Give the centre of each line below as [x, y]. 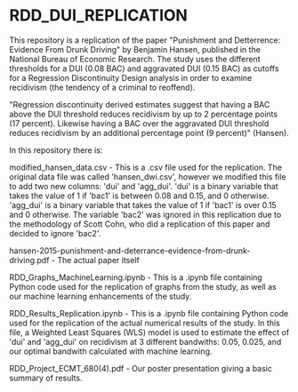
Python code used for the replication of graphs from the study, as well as [143, 286]
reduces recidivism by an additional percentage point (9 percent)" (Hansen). [149, 132]
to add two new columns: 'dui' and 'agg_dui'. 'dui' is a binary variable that [144, 186]
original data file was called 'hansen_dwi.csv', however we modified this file [148, 176]
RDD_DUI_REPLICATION [99, 16]
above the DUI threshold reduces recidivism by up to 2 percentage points [144, 114]
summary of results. [46, 378]
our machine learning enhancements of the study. [101, 296]
